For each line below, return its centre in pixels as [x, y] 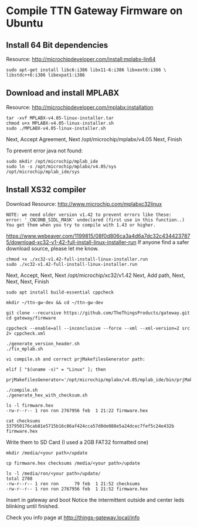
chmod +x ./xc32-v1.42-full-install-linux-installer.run [77, 259]
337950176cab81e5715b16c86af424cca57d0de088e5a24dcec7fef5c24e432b [90, 426]
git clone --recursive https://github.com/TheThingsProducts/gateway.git [98, 313]
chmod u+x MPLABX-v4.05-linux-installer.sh [60, 123]
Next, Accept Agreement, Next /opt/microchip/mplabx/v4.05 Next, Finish [94, 139]
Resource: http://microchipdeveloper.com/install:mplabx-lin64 [81, 59]
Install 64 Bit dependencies [57, 45]
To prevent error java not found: [45, 151]
